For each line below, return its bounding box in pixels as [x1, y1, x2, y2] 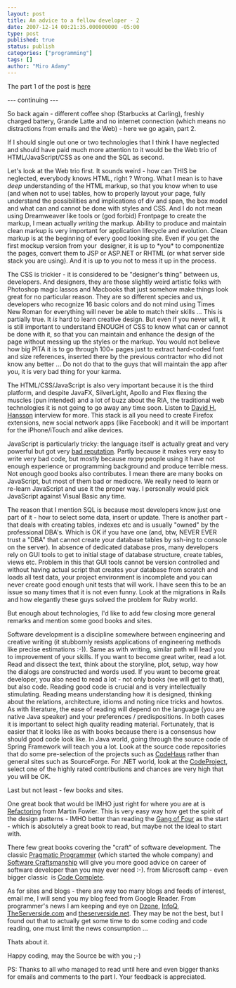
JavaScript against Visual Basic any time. [7, 492, 126, 500]
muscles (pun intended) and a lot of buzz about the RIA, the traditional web [7, 396, 225, 404]
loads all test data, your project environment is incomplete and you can [7, 573, 213, 581]
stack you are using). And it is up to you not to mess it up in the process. [7, 256, 216, 265]
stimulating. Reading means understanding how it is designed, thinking [7, 689, 212, 698]
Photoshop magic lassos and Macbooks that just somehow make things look [7, 284, 229, 293]
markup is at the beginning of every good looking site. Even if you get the [7, 234, 220, 242]
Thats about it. [7, 937, 49, 946]
